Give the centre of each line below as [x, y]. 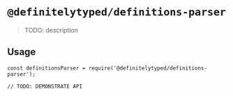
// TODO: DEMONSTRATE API [45, 86]
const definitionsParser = [46, 68]
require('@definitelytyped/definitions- [148, 68]
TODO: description [51, 30]
